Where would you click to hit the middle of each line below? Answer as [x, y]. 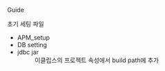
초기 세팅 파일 [26, 24]
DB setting [32, 45]
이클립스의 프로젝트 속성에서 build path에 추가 [97, 60]
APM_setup [33, 38]
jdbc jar [28, 52]
